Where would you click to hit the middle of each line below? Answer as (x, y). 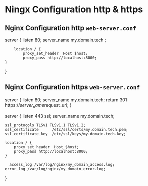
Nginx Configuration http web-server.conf (71, 28)
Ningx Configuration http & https (74, 9)
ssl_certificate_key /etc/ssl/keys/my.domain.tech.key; (66, 134)
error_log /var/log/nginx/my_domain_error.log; (56, 169)
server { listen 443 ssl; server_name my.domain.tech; (60, 116)
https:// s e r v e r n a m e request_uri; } (39, 105)
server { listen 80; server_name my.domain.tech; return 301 (66, 100)
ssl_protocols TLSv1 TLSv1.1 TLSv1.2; (45, 125)
